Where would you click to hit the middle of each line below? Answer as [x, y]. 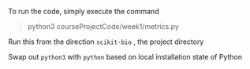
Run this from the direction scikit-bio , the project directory [106, 42]
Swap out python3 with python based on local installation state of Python [125, 57]
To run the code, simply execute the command [84, 11]
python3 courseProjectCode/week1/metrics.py [103, 26]
